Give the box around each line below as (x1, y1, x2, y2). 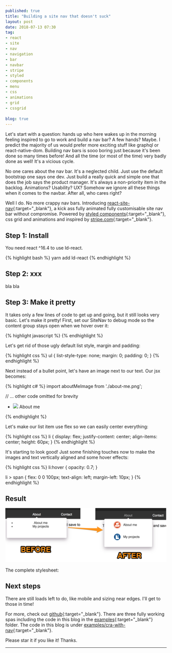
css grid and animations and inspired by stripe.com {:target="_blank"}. (5, 216, 153, 222)
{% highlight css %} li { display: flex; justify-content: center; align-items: (5, 433, 158, 439)
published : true (5, 8, 40, 13)
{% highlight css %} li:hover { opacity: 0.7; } (5, 464, 98, 470)
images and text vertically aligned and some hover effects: (5, 454, 129, 460)
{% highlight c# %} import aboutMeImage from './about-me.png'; (5, 383, 142, 389)
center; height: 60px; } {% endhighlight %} (5, 439, 96, 445)
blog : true (5, 116, 29, 121)
